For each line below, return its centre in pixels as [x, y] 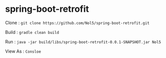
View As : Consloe [23, 51]
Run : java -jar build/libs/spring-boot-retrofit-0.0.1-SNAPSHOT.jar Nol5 [83, 42]
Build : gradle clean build [32, 32]
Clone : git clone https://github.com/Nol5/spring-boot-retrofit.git [77, 23]
